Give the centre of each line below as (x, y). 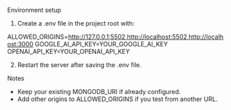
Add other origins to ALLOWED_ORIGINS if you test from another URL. (117, 99)
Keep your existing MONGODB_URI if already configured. (99, 92)
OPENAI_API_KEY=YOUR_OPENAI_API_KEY (69, 52)
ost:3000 (20, 44)
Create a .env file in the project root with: (76, 23)
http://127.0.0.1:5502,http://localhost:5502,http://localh (146, 37)
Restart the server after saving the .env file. (79, 65)
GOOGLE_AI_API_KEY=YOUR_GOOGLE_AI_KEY (101, 44)
